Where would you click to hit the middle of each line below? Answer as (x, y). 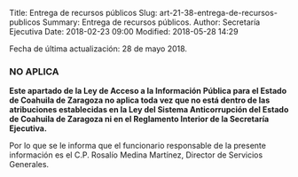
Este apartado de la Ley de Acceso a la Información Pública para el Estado (148, 91)
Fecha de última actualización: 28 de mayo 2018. (98, 49)
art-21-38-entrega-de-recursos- (218, 13)
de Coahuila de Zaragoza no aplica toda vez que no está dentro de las (140, 100)
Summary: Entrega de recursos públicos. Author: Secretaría (151, 22)
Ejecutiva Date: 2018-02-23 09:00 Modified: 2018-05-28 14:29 (124, 31)
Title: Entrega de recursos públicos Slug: (83, 13)
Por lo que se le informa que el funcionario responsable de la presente (137, 146)
